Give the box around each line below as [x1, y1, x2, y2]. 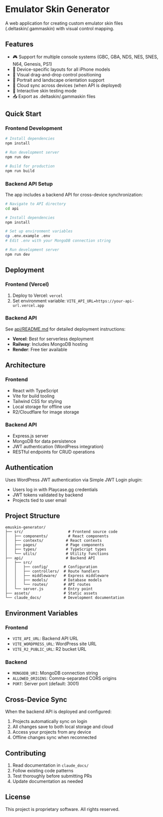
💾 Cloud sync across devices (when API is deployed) [12, 82, 122, 88]
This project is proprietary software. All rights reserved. [5, 806, 120, 812]
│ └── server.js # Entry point [5, 586, 93, 591]
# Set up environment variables [5, 229, 73, 234]
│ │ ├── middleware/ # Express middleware [5, 573, 109, 578]
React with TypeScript [12, 387, 59, 393]
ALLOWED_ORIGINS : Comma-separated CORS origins [12, 675, 117, 681]
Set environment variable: [12, 297, 66, 303]
